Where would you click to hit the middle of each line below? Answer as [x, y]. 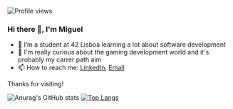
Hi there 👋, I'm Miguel [45, 29]
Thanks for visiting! [36, 84]
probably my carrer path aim [59, 59]
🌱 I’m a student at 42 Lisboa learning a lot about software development [122, 45]
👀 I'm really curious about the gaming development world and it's [113, 52]
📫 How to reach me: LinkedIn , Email [71, 68]
